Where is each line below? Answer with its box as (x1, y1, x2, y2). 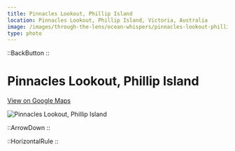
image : (7, 23, 27, 30)
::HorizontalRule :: (7, 137, 59, 145)
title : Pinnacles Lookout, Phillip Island (7, 10, 133, 17)
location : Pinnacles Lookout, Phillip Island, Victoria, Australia (7, 17, 208, 24)
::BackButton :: (7, 49, 50, 57)
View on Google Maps (7, 96, 71, 105)
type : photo (7, 29, 42, 37)
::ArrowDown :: (7, 124, 50, 132)
